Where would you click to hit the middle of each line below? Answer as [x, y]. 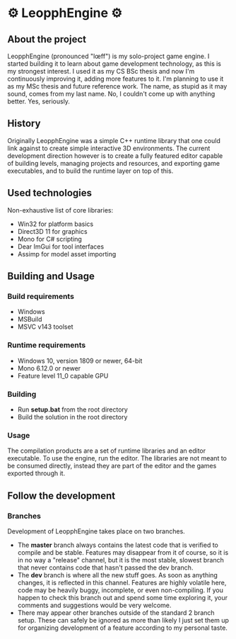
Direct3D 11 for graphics [52, 231]
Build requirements [41, 296]
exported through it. [36, 473]
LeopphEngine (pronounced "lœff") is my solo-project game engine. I [108, 56]
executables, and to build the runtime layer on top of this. [90, 171]
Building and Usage [51, 277]
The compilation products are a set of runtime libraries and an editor [107, 451]
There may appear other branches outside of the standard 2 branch [116, 612]
